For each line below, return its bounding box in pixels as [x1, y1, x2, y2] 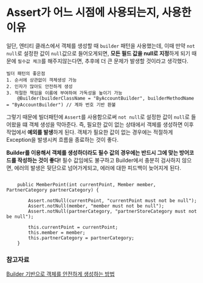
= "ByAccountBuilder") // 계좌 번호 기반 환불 [6, 102, 116, 108]
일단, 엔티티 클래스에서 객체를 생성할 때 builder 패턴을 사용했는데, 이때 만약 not [6, 42, 196, 49]
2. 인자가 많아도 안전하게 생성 [6, 83, 73, 89]
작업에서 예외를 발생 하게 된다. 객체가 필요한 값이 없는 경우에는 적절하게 [6, 128, 173, 136]
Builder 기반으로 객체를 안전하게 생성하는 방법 [6, 270, 115, 278]
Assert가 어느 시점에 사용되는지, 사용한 [6, 5, 191, 19]
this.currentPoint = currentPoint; [28, 224, 119, 230]
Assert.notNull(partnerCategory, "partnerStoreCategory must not [28, 208, 198, 214]
